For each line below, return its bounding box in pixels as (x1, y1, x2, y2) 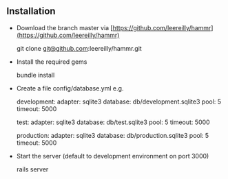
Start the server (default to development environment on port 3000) (16, 152, 209, 160)
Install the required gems (16, 58, 87, 66)
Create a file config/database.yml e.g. (16, 84, 124, 92)
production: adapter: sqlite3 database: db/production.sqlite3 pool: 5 (16, 131, 209, 139)
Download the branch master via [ (16, 23, 113, 32)
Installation (6, 5, 56, 17)
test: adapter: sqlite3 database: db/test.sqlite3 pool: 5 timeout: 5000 (16, 118, 211, 126)
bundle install (16, 71, 55, 79)
